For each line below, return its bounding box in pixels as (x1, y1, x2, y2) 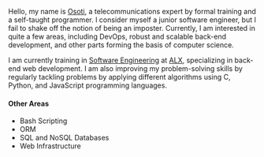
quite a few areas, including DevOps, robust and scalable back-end (8, 32, 227, 41)
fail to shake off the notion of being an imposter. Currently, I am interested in (8, 24, 256, 32)
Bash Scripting (19, 116, 68, 125)
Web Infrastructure (19, 141, 81, 151)
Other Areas (8, 99, 50, 108)
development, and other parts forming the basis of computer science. (8, 40, 234, 50)
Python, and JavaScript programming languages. (8, 80, 168, 90)
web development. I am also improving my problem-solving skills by (22, 64, 243, 73)
